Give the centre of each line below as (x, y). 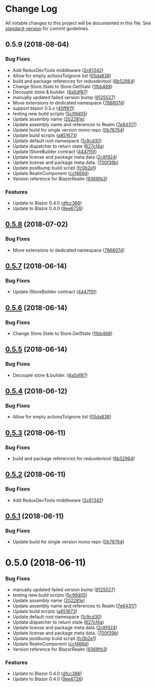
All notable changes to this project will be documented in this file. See (78, 23)
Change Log (31, 9)
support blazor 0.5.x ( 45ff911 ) (43, 108)
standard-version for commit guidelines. (47, 28)
